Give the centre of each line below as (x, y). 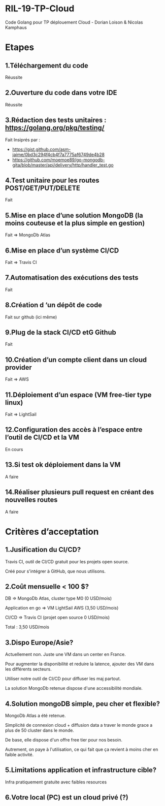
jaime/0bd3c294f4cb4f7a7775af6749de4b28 (58, 154)
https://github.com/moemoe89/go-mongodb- (58, 160)
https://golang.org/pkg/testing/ (55, 128)
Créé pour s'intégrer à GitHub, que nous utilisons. (55, 571)
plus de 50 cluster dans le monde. (40, 730)
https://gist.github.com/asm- (41, 149)
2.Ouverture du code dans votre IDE (61, 93)
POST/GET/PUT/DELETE (43, 188)
